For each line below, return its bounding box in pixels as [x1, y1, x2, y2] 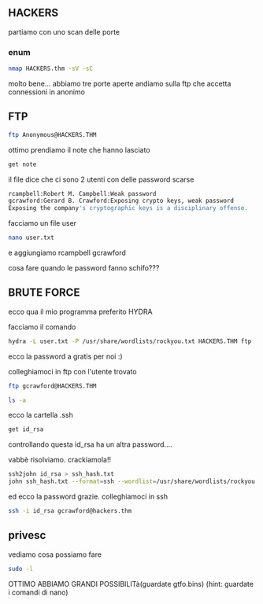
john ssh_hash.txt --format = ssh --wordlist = [8, 477, 157, 486]
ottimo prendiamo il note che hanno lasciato [8, 145, 151, 154]
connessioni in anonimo [8, 87, 85, 97]
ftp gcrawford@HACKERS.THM [8, 381, 97, 390]
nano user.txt [8, 234, 55, 242]
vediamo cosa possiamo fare [8, 550, 102, 559]
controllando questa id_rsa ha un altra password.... [8, 440, 172, 449]
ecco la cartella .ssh [8, 411, 73, 420]
